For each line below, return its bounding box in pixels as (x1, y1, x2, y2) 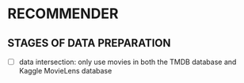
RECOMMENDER (7, 5, 119, 23)
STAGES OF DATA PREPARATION (7, 36, 171, 50)
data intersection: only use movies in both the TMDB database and (18, 57, 237, 66)
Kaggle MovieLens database (18, 66, 112, 76)
